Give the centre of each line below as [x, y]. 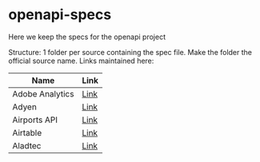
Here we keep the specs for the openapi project [87, 37]
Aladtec [27, 145]
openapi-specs [60, 15]
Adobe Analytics [43, 93]
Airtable [27, 132]
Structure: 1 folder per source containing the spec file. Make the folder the [130, 52]
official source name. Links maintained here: [81, 61]
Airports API [35, 120]
